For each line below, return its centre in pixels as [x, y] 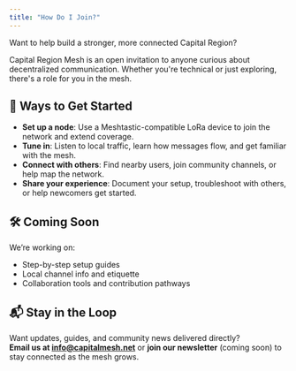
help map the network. [63, 174]
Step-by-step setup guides [71, 265]
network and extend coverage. [78, 137]
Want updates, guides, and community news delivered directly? [125, 338]
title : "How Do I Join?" [55, 17]
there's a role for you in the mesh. [71, 78]
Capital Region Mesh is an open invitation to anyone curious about [129, 59]
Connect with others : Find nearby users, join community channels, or [149, 165]
